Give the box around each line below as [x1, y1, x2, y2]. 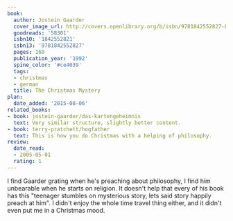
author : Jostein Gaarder [13, 17, 85, 23]
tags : [13, 68, 30, 75]
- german [13, 81, 39, 88]
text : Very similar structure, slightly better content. [13, 119, 182, 126]
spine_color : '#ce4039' [13, 61, 82, 68]
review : [7, 139, 30, 146]
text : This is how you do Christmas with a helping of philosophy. [13, 132, 213, 139]
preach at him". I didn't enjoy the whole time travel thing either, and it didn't [7, 198, 222, 207]
